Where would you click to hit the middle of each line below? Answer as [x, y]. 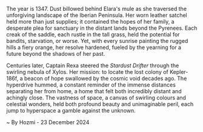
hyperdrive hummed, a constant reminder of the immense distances [91, 85]
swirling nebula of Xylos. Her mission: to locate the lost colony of [87, 72]
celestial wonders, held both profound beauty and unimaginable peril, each [100, 104]
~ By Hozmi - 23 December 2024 [48, 122]
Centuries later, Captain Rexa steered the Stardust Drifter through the [93, 65]
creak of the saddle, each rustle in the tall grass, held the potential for [93, 35]
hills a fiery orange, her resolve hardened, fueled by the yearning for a [94, 47]
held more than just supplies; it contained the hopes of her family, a [90, 21]
